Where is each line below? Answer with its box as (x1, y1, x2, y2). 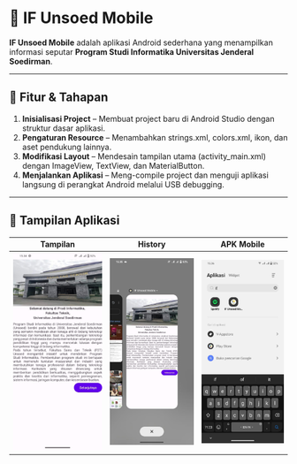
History (138, 239, 166, 250)
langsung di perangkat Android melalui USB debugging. (21, 179, 225, 189)
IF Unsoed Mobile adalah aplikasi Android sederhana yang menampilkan (9, 37, 274, 48)
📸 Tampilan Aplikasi (9, 213, 120, 228)
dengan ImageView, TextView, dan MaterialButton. (21, 160, 205, 171)
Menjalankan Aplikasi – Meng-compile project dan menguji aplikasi (21, 170, 270, 180)
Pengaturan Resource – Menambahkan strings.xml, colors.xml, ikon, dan (21, 132, 288, 142)
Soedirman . (9, 56, 53, 66)
